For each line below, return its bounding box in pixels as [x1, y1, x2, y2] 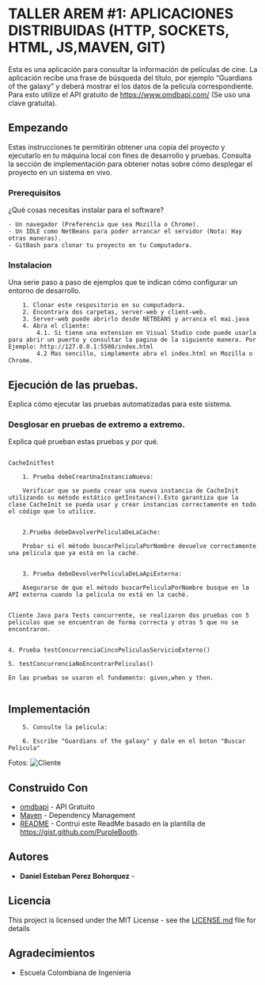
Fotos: [8, 758, 29, 768]
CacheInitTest [8, 459, 55, 467]
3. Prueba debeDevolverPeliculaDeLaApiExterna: [22, 570, 182, 578]
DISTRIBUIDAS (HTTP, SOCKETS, [8, 21, 229, 40]
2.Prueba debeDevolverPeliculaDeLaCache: [22, 528, 161, 537]
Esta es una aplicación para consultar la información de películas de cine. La [8, 64, 258, 74]
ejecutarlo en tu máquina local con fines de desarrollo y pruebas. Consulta [8, 150, 252, 160]
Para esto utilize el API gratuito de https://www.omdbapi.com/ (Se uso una [8, 89, 251, 99]
